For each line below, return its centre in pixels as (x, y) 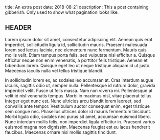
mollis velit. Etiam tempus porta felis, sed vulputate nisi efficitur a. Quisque (80, 55)
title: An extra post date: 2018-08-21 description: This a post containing (77, 7)
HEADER (18, 28)
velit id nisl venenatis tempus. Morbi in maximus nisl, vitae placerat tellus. (79, 95)
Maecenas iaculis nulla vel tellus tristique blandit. (54, 70)
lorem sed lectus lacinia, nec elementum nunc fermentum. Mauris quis (76, 50)
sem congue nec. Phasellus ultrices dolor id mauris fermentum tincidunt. (78, 111)
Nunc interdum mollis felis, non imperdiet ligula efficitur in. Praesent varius (80, 121)
